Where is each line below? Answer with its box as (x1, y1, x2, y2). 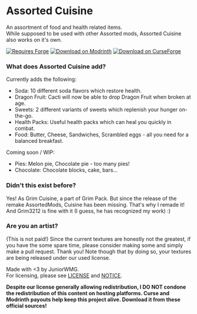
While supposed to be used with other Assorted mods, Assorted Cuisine (6, 30, 182, 37)
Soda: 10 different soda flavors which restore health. (14, 87, 142, 94)
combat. (14, 125, 35, 132)
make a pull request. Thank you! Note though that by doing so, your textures (6, 248, 192, 255)
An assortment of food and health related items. (6, 24, 123, 31)
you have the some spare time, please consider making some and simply (6, 241, 183, 248)
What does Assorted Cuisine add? (6, 62, 106, 70)
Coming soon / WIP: (6, 149, 55, 156)
